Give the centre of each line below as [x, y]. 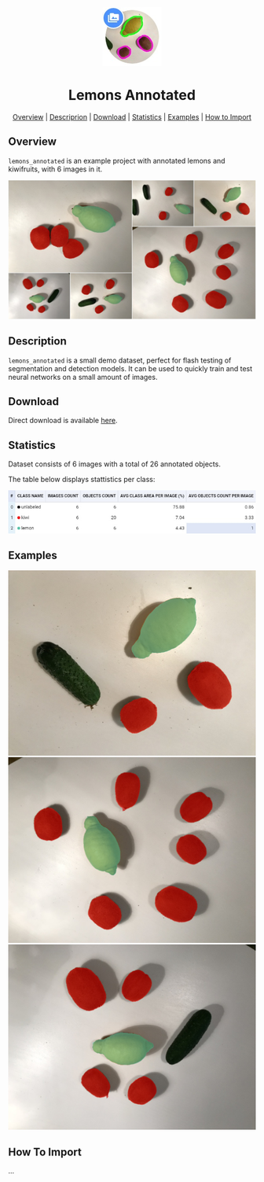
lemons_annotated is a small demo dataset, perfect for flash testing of [120, 360]
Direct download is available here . [63, 421]
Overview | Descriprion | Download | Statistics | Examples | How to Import [132, 116]
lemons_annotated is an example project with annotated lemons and [117, 160]
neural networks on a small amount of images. [83, 377]
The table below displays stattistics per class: [82, 480]
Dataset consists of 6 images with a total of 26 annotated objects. [115, 464]
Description [37, 341]
